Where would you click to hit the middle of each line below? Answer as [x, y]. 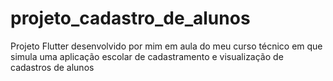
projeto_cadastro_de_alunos [130, 18]
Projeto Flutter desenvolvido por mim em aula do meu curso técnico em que [166, 46]
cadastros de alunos [52, 67]
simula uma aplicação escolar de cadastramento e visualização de [147, 56]
